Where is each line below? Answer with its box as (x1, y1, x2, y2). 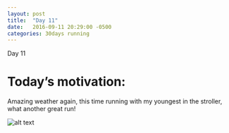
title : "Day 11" (7, 17, 58, 24)
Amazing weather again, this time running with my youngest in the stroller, (7, 97, 223, 106)
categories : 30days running (7, 30, 90, 37)
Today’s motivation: (7, 74, 126, 90)
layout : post (7, 10, 46, 18)
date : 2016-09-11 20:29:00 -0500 (7, 23, 112, 30)
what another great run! (7, 105, 76, 113)
